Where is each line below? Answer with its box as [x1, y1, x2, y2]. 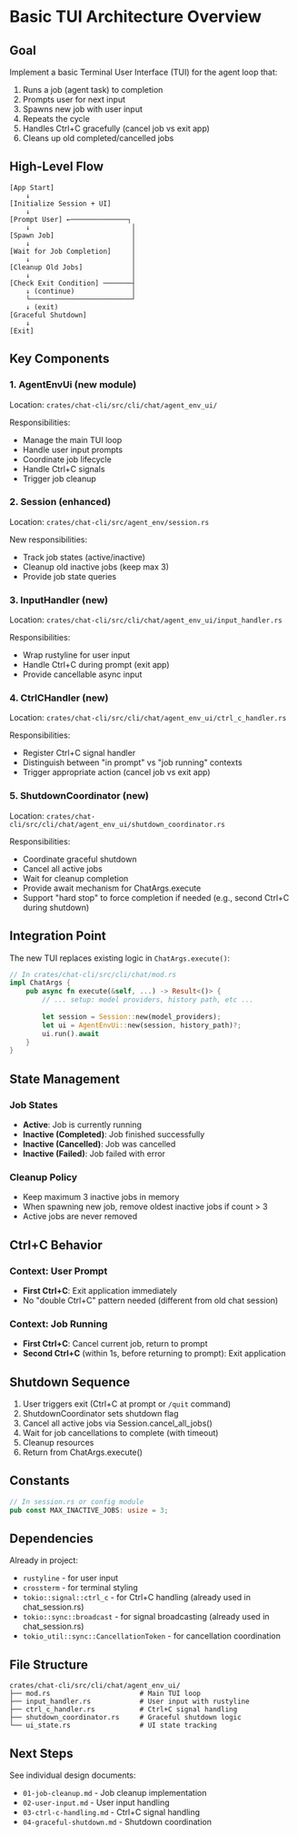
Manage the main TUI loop [22, 434, 123, 445]
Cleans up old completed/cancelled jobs [22, 133, 174, 143]
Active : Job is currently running [22, 1119, 143, 1130]
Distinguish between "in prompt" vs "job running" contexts [22, 757, 243, 768]
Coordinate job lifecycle [22, 453, 112, 465]
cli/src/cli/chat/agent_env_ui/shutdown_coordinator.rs [9, 820, 225, 829]
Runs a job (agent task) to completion [22, 85, 164, 95]
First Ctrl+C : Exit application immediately [22, 1285, 177, 1296]
